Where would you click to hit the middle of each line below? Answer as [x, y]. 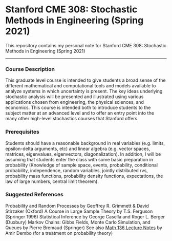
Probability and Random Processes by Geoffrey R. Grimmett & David [77, 206]
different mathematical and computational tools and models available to [81, 86]
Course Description [30, 69]
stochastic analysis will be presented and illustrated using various [74, 97]
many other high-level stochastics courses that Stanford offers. [72, 119]
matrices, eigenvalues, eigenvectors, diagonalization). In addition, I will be [83, 154]
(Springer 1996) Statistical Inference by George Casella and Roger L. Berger [85, 216]
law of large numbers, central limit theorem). [52, 181]
